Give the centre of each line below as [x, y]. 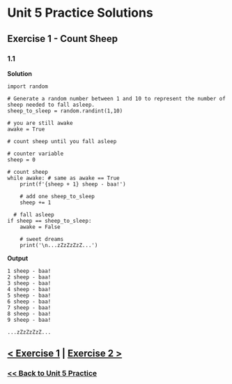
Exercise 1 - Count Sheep [63, 39]
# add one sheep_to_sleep [57, 196]
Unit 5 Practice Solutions [80, 13]
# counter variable [36, 154]
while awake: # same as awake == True [63, 178]
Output [18, 258]
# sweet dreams [42, 239]
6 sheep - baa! [29, 302]
